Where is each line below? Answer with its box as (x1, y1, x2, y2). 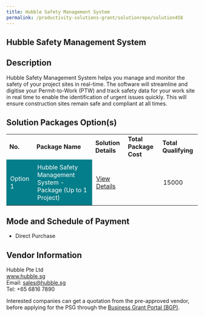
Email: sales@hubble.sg (6, 279, 66, 287)
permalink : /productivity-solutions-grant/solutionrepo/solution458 (6, 15, 183, 21)
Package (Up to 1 (37, 186, 87, 194)
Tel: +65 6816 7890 (6, 285, 55, 293)
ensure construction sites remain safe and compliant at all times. (6, 100, 168, 107)
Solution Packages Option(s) (6, 117, 117, 128)
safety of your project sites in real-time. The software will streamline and (6, 80, 188, 88)
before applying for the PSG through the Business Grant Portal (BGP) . (6, 304, 180, 311)
